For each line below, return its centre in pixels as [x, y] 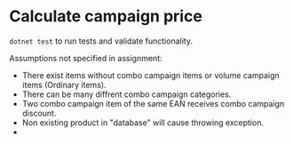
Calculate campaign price [106, 16]
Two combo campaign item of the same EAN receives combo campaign [153, 103]
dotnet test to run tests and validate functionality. [101, 41]
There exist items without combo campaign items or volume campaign [150, 75]
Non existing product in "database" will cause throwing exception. [143, 123]
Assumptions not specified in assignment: [86, 58]
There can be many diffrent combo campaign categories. [127, 94]
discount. [39, 113]
